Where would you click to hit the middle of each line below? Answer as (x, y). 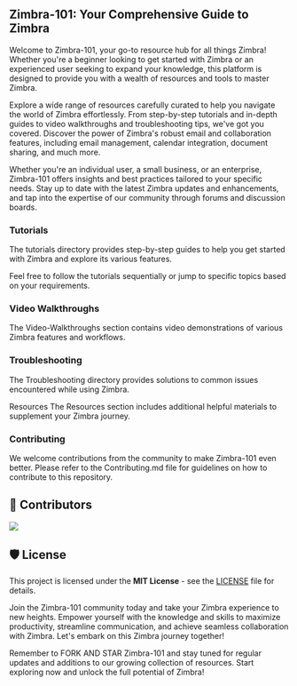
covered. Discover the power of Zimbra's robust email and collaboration (141, 133)
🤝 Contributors (51, 505)
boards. (23, 207)
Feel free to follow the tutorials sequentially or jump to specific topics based (148, 276)
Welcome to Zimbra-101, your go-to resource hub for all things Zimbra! (138, 50)
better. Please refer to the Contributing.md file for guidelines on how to (138, 467)
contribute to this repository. (61, 477)
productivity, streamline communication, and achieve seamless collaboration (149, 626)
